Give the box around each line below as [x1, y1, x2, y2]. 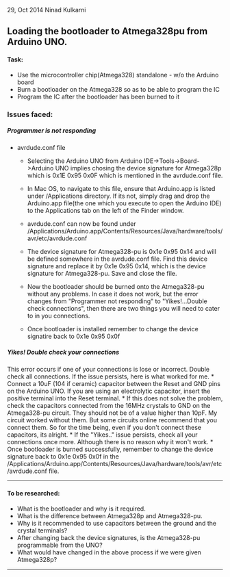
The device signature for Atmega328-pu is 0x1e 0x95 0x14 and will [27, 248, 217, 256]
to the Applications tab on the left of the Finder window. [27, 207, 184, 215]
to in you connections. [27, 311, 90, 320]
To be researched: [7, 489, 60, 498]
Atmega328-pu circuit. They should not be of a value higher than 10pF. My [7, 409, 218, 417]
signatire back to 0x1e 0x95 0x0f [27, 332, 120, 341]
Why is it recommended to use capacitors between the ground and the [16, 519, 217, 527]
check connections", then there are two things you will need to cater [27, 305, 220, 313]
